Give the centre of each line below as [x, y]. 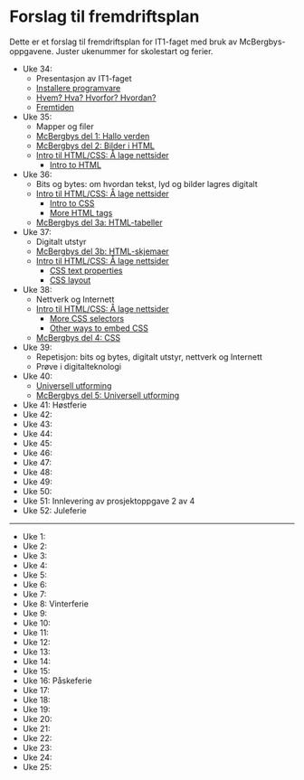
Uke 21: [36, 728]
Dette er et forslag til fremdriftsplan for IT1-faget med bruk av [123, 42]
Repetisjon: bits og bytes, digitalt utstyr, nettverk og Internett [149, 357]
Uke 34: [37, 69]
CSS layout [70, 280]
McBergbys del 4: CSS [78, 337]
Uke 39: [37, 347]
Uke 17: [36, 690]
